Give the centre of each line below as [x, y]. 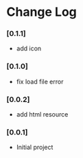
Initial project [35, 147]
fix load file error [40, 81]
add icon [29, 48]
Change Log [41, 12]
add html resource [42, 115]
